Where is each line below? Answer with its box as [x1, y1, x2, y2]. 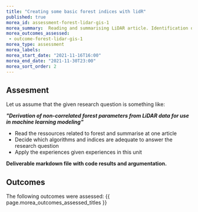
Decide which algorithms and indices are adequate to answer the [14, 136, 173, 143]
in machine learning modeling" [6, 118, 84, 125]
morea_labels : [6, 47, 41, 53]
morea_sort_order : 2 [6, 63, 57, 69]
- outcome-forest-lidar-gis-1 [8, 36, 83, 42]
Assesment [6, 85, 49, 95]
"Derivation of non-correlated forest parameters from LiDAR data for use [6, 112, 190, 120]
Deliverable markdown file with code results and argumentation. [6, 160, 167, 167]
